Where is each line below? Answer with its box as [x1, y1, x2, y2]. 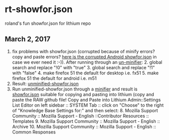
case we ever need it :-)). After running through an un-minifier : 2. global [12, 59, 163, 65]
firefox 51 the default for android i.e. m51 [12, 75, 97, 81]
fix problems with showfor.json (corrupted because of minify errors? [12, 48, 155, 54]
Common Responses [12, 129, 56, 135]
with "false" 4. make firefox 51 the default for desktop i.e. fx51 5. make [12, 70, 159, 76]
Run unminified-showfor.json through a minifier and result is [12, 86, 138, 92]
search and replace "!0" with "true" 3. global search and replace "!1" [12, 64, 155, 70]
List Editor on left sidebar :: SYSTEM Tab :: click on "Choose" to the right [12, 102, 164, 108]
